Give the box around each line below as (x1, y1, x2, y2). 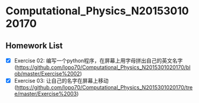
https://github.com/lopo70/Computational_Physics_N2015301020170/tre (16, 84, 193, 91)
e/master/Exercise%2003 (14, 90, 77, 98)
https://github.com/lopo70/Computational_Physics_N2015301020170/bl (16, 64, 191, 71)
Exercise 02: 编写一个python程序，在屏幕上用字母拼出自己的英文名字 (14, 57, 183, 64)
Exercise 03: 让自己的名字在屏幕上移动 (14, 77, 109, 85)
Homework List (5, 40, 63, 51)
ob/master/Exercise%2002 (14, 70, 81, 77)
